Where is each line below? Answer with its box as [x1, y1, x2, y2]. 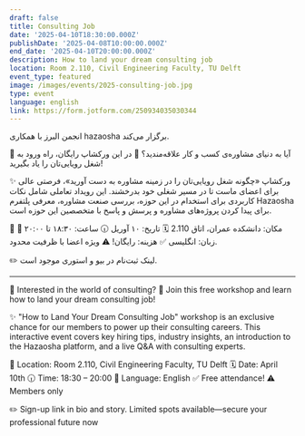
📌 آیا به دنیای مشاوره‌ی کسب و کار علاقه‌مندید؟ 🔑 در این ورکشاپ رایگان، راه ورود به [9, 149, 291, 160]
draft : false [9, 13, 59, 23]
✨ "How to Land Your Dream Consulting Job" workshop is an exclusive [9, 312, 275, 323]
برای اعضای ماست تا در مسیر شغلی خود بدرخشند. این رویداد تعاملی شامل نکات [9, 186, 280, 197]
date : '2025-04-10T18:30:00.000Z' [9, 30, 141, 39]
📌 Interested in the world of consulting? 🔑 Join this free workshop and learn [9, 285, 292, 296]
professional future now [9, 417, 99, 428]
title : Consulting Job [9, 22, 95, 31]
